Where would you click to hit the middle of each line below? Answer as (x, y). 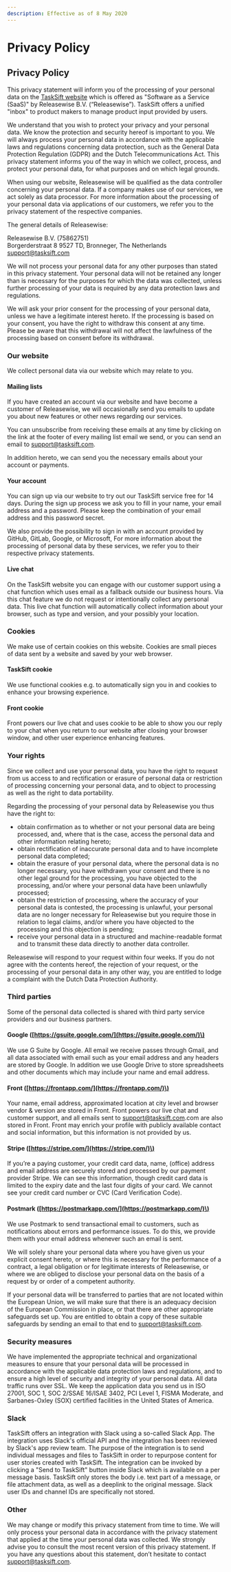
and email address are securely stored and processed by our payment (107, 1171)
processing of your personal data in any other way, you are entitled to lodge (114, 972)
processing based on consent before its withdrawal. (81, 337)
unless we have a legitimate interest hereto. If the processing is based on (111, 316)
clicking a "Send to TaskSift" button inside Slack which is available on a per (113, 1470)
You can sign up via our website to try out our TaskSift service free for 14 (111, 496)
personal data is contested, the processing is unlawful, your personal (115, 907)
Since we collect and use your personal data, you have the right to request (112, 771)
